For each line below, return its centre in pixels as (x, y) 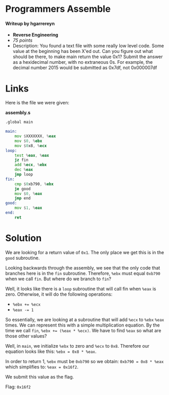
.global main (19, 122)
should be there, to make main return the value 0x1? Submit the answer (88, 57)
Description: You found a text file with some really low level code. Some (88, 46)
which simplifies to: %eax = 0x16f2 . (42, 367)
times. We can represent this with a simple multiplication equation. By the (83, 325)
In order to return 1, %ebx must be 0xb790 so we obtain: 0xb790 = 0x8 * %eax (84, 361)
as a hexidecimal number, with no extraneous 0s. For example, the (82, 62)
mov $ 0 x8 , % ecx (31, 146)
